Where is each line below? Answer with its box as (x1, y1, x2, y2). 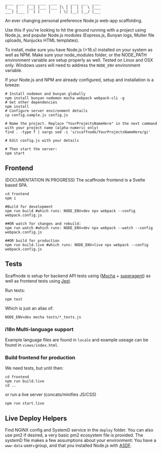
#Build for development (5, 204, 53, 209)
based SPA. (5, 182, 28, 188)
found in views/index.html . (5, 342, 59, 348)
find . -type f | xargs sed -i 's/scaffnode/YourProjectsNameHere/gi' (5, 130, 151, 134)
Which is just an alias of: (5, 305, 54, 311)
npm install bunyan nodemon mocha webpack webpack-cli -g (5, 96, 125, 101)
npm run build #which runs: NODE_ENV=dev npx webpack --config (5, 208, 136, 213)
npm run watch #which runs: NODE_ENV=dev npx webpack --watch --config (5, 225, 153, 230)
